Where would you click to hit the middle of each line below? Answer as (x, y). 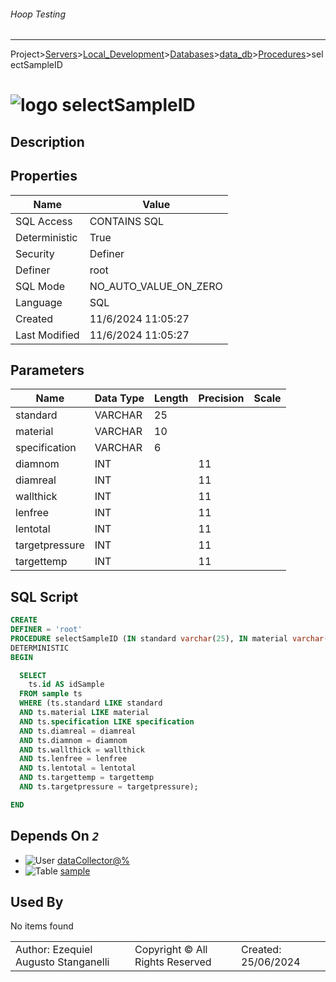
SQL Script (44, 596)
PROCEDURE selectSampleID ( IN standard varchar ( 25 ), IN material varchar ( (169, 638)
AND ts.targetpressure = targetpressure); (109, 787)
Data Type (119, 398)
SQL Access (44, 221)
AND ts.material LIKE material (84, 713)
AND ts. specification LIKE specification (107, 721)
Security (35, 253)
